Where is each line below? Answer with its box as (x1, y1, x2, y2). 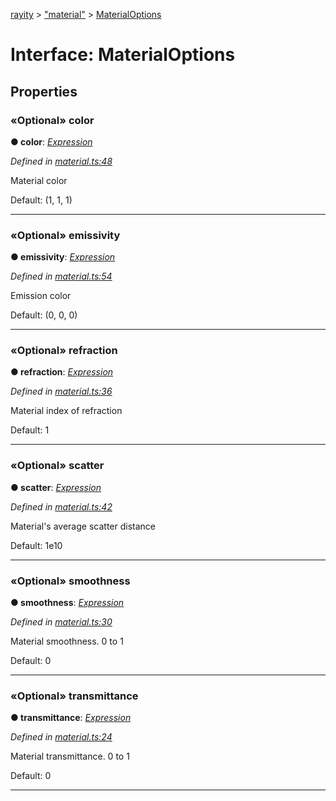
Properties (10, 83, 78, 100)
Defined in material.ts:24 (10, 731, 113, 743)
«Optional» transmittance (10, 689, 139, 703)
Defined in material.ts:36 (10, 385, 113, 398)
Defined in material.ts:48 (10, 155, 113, 167)
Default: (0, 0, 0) (10, 309, 78, 321)
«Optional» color (10, 113, 95, 127)
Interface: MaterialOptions (10, 44, 236, 66)
